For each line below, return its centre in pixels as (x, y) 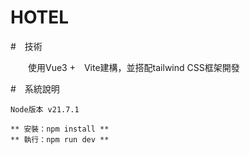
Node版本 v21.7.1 (45, 109)
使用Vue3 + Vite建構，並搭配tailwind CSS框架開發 (133, 67)
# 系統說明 (35, 88)
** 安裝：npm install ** (60, 129)
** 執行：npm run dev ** (60, 139)
